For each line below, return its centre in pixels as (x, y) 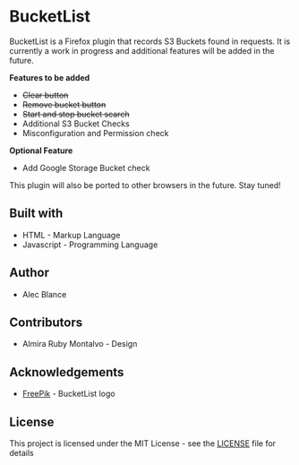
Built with (36, 214)
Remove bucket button (64, 104)
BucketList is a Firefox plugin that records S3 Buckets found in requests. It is (150, 41)
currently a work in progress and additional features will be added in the (142, 50)
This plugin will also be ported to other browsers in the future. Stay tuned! (145, 185)
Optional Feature (41, 151)
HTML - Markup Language (71, 235)
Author (29, 273)
